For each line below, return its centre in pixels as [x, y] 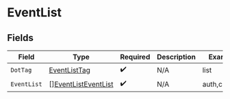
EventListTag [69, 70]
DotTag [21, 70]
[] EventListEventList [81, 84]
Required [135, 57]
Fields [21, 38]
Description [176, 57]
